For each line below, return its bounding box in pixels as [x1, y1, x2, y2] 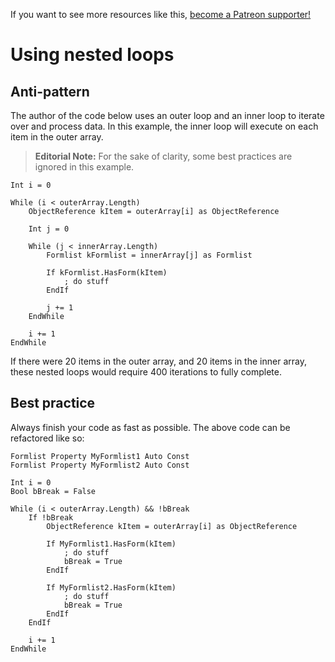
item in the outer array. [10, 131, 104, 143]
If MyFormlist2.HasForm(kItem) [46, 582, 177, 593]
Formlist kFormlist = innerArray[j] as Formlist [46, 250, 253, 260]
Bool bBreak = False [10, 486, 97, 496]
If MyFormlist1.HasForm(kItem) [46, 539, 177, 549]
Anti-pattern [10, 83, 90, 100]
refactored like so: [10, 432, 85, 444]
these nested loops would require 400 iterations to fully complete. [10, 366, 282, 378]
